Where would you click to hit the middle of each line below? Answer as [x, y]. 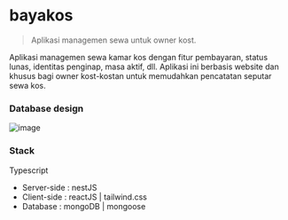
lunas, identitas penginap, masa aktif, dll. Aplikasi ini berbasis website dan [144, 67]
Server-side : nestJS [59, 187]
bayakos [41, 16]
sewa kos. [27, 85]
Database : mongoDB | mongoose [84, 206]
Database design [47, 108]
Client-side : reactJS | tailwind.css [85, 197]
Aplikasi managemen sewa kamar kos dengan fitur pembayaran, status [139, 57]
